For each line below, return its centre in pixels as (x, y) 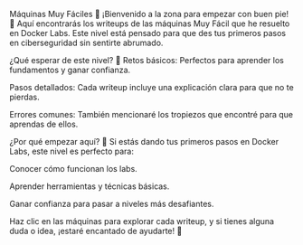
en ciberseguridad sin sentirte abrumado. (86, 42)
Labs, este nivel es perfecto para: (71, 151)
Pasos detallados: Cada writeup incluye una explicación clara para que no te (151, 87)
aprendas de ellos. (44, 124)
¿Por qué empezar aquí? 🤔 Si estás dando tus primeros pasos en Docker (144, 141)
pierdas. (25, 97)
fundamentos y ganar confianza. (70, 70)
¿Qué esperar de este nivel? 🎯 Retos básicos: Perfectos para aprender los (147, 60)
